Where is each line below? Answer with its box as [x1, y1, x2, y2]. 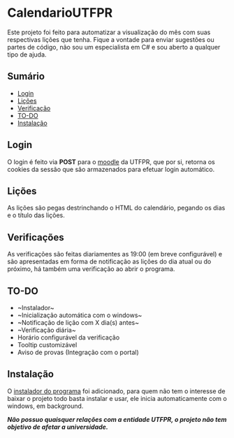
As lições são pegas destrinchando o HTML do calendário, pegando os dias [7, 204, 226, 212]
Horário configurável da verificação [17, 333, 120, 342]
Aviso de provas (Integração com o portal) [17, 348, 140, 356]
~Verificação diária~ [17, 326, 76, 334]
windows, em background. [7, 402, 84, 410]
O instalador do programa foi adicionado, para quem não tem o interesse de [7, 386, 226, 395]
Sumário [7, 71, 45, 82]
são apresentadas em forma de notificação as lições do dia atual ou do [7, 257, 212, 266]
